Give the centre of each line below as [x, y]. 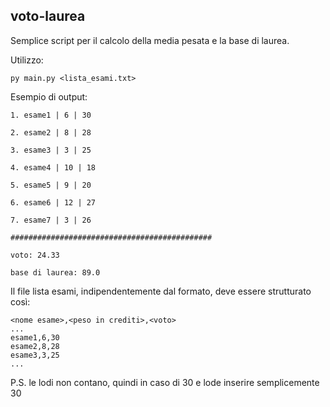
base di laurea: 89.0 [55, 272]
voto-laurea [48, 16]
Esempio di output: [49, 96]
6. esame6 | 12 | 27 [53, 202]
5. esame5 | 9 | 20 [51, 185]
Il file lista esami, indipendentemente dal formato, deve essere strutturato [161, 291]
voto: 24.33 [35, 255]
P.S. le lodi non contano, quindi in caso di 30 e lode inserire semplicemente [165, 382]
